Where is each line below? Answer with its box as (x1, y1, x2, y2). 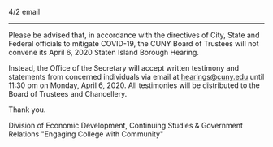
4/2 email (8, 7, 41, 16)
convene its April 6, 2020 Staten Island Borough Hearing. (8, 48, 199, 57)
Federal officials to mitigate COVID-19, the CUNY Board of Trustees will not (8, 39, 259, 48)
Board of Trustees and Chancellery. (8, 89, 128, 98)
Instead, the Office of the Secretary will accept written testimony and (8, 63, 240, 72)
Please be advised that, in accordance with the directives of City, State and (8, 30, 260, 40)
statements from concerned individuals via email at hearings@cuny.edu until (8, 72, 265, 81)
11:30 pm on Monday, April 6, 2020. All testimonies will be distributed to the (8, 80, 260, 90)
